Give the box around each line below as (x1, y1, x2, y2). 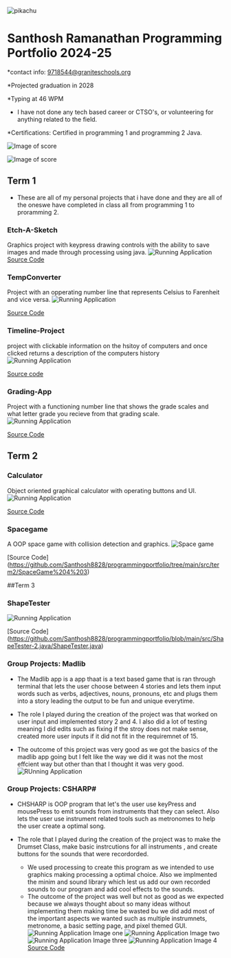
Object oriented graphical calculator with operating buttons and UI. (7, 486, 197, 494)
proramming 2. (16, 208, 60, 216)
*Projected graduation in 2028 (7, 81, 94, 89)
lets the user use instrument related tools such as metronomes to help (16, 814, 215, 823)
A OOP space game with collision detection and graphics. (7, 540, 170, 548)
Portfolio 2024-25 (7, 45, 112, 61)
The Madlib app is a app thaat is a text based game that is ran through (16, 675, 216, 683)
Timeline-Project (7, 326, 65, 336)
